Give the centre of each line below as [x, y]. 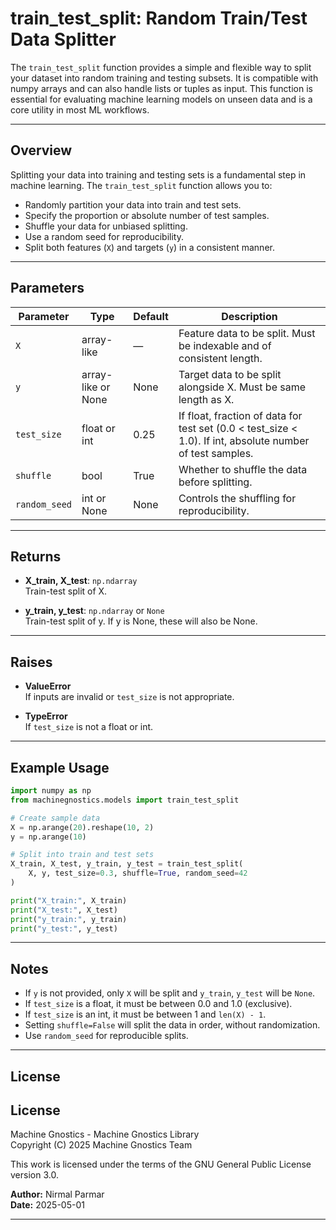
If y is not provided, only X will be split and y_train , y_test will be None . [170, 993]
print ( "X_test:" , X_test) [64, 910]
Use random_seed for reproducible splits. [106, 1036]
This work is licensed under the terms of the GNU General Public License [161, 1164]
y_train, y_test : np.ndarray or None [94, 611]
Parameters [47, 288]
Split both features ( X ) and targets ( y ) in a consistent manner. [149, 247]
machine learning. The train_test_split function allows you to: [141, 185]
